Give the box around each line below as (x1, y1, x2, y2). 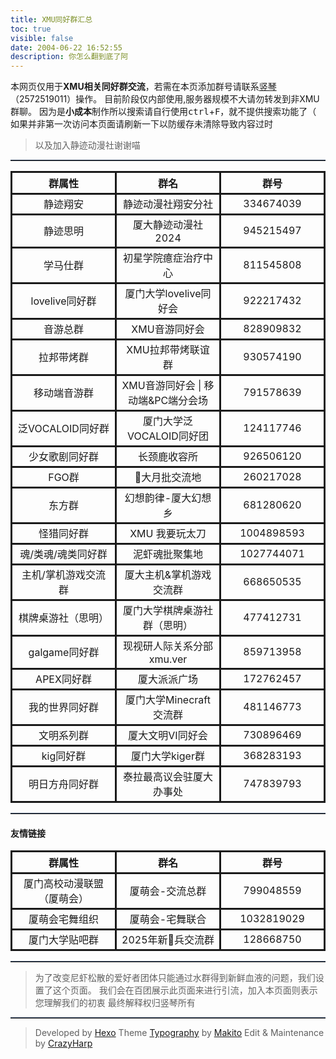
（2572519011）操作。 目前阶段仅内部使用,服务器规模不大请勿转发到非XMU (10, 93, 320, 105)
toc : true (10, 24, 52, 34)
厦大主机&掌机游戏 (124, 568, 212, 582)
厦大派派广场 (137, 672, 198, 686)
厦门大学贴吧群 (28, 933, 99, 947)
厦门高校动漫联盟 (23, 877, 104, 891)
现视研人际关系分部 (122, 639, 213, 653)
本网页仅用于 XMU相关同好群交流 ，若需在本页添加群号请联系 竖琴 (10, 81, 277, 93)
